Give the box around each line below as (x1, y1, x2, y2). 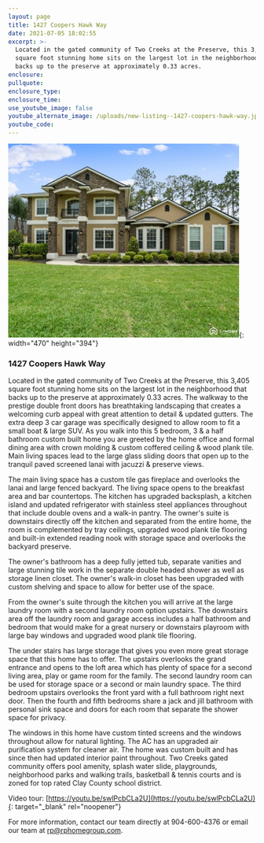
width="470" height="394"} (8, 338, 99, 348)
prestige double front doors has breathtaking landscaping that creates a (8, 401, 241, 411)
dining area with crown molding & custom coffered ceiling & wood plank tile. (8, 443, 254, 453)
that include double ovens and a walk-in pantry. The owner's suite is (8, 508, 229, 518)
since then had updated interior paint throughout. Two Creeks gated (8, 753, 229, 763)
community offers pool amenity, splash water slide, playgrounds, (8, 762, 218, 771)
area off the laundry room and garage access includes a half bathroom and (8, 614, 251, 623)
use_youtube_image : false (8, 104, 93, 112)
